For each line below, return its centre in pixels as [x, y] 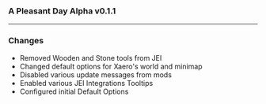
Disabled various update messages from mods [96, 74]
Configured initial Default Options [74, 91]
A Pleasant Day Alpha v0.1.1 [62, 11]
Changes [26, 41]
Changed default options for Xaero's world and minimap [111, 66]
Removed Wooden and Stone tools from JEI [91, 58]
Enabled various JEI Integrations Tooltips [86, 83]
